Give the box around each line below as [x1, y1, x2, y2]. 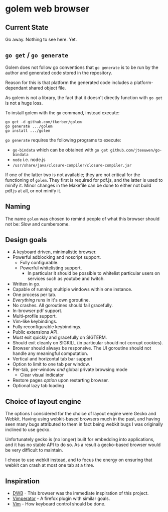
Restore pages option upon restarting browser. [12, 377, 109, 383]
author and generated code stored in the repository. [5, 69, 112, 76]
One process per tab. [12, 291, 57, 298]
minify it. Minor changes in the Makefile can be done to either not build [5, 182, 151, 188]
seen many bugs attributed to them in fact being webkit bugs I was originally [5, 421, 163, 427]
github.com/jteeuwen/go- [110, 148, 162, 153]
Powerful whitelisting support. [20, 265, 82, 271]
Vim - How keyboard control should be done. [12, 501, 106, 507]
